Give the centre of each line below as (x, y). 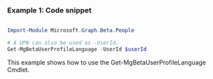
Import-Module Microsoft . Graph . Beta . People (71, 31)
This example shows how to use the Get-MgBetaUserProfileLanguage (106, 62)
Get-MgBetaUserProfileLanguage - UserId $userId (77, 49)
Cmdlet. (18, 69)
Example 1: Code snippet (49, 10)
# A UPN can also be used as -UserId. (63, 43)
